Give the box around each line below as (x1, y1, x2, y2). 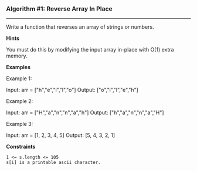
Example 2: (6, 98, 33, 105)
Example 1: (6, 75, 32, 82)
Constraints (6, 143, 36, 151)
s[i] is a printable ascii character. (6, 160, 101, 166)
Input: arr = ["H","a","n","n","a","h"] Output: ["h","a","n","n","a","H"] (6, 109, 164, 116)
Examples (6, 64, 31, 71)
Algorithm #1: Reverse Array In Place (6, 5, 113, 13)
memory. (6, 52, 28, 60)
